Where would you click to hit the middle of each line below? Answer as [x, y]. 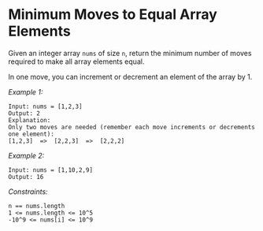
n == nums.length [37, 206]
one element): [31, 134]
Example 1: [26, 91]
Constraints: [28, 192]
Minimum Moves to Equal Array [113, 15]
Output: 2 [24, 113]
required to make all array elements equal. [76, 61]
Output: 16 [26, 177]
